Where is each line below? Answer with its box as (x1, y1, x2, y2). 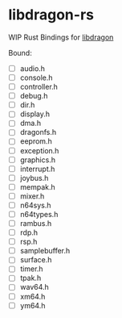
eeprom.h (19, 136, 52, 146)
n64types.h (19, 209, 59, 219)
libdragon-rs (8, 6, 95, 24)
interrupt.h (19, 164, 55, 174)
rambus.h (19, 219, 52, 228)
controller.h (19, 82, 59, 92)
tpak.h (19, 273, 42, 283)
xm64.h (19, 291, 46, 301)
